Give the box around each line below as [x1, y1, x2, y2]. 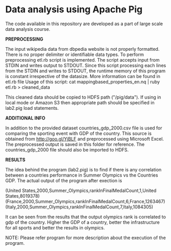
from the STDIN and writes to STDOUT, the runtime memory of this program [5, 68, 165, 74]
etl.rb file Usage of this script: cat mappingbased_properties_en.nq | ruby [5, 79, 160, 85]
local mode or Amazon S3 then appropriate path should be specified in [5, 99, 155, 106]
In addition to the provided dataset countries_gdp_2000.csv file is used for [5, 125, 162, 131]
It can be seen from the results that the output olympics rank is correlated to [5, 214, 166, 220]
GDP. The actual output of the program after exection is [5, 177, 122, 183]
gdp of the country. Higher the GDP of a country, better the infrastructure [5, 219, 160, 225]
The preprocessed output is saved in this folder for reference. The [5, 141, 145, 147]
